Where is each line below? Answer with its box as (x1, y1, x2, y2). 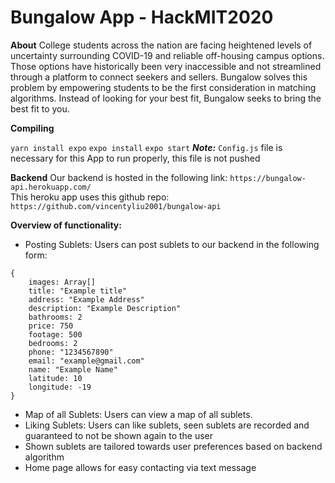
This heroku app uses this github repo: (10, 191, 170, 203)
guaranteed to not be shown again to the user (24, 429, 214, 441)
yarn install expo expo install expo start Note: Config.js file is (10, 141, 283, 153)
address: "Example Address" (28, 294, 145, 305)
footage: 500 (28, 329, 83, 340)
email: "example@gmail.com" (28, 356, 145, 366)
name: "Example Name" (28, 364, 118, 375)
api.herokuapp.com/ (10, 182, 92, 192)
